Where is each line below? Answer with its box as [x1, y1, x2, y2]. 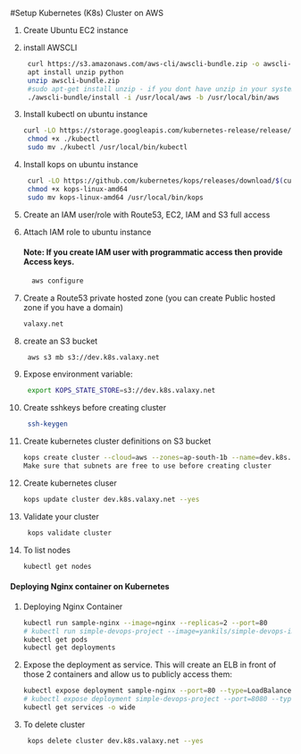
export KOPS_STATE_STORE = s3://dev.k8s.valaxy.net [27, 386, 216, 395]
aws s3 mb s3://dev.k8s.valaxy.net [27, 352, 160, 361]
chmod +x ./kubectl [27, 134, 100, 144]
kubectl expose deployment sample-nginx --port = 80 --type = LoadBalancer [22, 686, 296, 696]
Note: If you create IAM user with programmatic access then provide [22, 247, 283, 258]
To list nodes [22, 545, 71, 555]
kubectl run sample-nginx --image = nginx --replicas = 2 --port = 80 [22, 618, 268, 627]
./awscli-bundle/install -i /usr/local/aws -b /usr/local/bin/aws [27, 93, 280, 102]
